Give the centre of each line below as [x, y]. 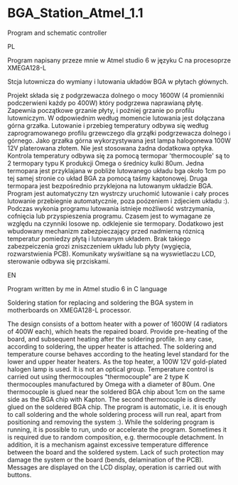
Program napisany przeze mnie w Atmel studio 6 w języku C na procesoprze [119, 60]
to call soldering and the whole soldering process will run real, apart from [114, 414]
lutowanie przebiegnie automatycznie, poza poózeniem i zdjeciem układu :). [118, 201]
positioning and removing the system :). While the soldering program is [111, 422]
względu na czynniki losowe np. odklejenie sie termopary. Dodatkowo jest [115, 223]
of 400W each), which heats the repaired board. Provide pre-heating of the [118, 331]
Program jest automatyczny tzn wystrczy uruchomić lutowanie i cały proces [118, 193]
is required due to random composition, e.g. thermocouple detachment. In [115, 437]
